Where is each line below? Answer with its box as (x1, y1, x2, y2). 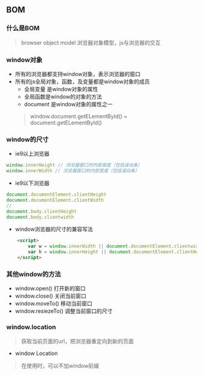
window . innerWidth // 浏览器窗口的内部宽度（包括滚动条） (6, 168, 140, 174)
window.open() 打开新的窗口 (14, 285, 86, 292)
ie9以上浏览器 (14, 150, 50, 158)
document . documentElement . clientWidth (6, 197, 104, 203)
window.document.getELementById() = (30, 112, 128, 120)
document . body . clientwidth (6, 214, 74, 220)
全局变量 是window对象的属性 (24, 85, 98, 92)
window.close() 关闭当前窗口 (14, 292, 86, 300)
